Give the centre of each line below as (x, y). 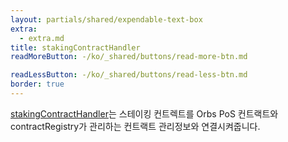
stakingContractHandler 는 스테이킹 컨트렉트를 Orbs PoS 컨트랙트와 (144, 113)
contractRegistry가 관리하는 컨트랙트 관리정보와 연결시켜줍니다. (135, 126)
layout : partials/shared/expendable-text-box (106, 19)
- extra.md (42, 38)
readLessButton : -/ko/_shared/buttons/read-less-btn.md (129, 75)
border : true (37, 84)
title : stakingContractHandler (75, 47)
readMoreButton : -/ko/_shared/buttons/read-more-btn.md (129, 57)
